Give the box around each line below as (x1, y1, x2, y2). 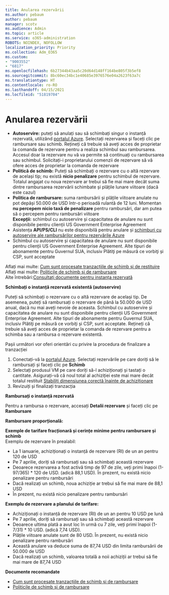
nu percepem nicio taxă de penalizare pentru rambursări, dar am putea (12, 206, 162, 212)
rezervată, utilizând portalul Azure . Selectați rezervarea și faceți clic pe (12, 136, 160, 142)
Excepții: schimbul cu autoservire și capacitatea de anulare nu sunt (12, 216, 153, 222)
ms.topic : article (5, 31, 44, 36)
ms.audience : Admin (5, 26, 46, 31)
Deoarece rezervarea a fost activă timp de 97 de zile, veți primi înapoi (12, 464, 157, 470)
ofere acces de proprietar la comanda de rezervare (12, 163, 119, 169)
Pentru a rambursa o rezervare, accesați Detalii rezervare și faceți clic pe (5, 403, 158, 409)
